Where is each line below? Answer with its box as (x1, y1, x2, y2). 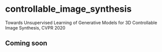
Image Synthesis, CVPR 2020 (5, 25, 66, 30)
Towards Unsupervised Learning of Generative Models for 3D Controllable (5, 20, 158, 26)
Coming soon (5, 39, 48, 48)
